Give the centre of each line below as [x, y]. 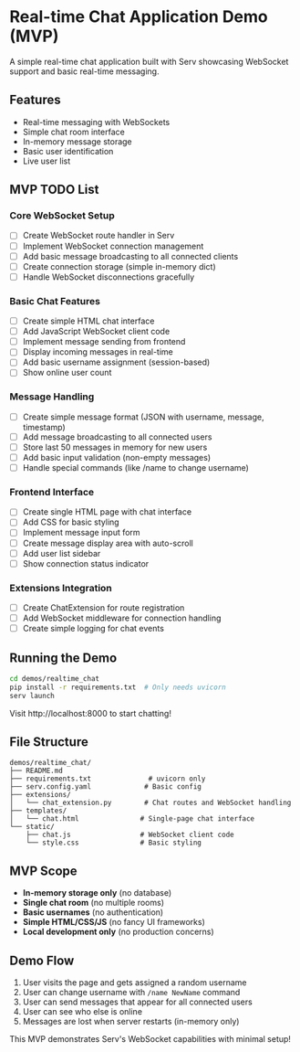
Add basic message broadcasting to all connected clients [130, 256]
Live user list [47, 161]
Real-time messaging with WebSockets [96, 122]
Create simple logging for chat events [93, 629]
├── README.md [36, 771]
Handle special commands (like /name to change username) [135, 467]
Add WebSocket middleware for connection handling [122, 618]
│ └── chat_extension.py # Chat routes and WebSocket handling [150, 803]
